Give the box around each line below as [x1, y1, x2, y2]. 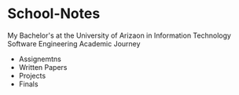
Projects [18, 71, 46, 80]
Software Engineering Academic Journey [7, 38, 141, 48]
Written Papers [18, 62, 68, 71]
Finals [18, 79, 39, 89]
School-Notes [7, 5, 101, 23]
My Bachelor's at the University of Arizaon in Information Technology [7, 31, 231, 40]
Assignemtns [18, 54, 62, 64]
